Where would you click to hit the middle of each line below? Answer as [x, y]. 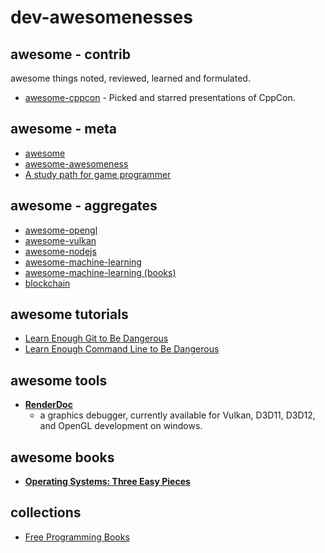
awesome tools [59, 380]
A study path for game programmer [98, 174]
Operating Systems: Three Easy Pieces [107, 482]
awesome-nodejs [60, 251]
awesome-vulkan [60, 240]
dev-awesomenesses [101, 17]
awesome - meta [64, 129]
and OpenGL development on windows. [121, 426]
